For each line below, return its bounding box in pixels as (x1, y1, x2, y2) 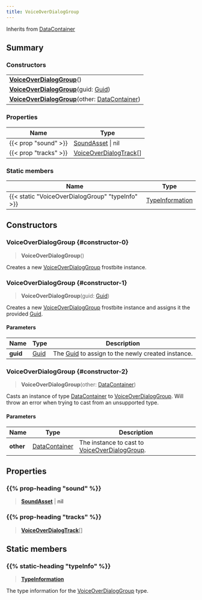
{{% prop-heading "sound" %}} (6, 484, 102, 492)
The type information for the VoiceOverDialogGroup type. (6, 587, 148, 595)
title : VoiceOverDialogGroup (6, 8, 79, 15)
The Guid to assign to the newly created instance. (53, 349, 193, 358)
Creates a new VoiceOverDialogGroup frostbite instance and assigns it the (6, 304, 191, 311)
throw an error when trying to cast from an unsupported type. (6, 399, 159, 406)
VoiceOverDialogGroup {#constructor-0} (6, 238, 129, 246)
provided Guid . (6, 310, 43, 317)
